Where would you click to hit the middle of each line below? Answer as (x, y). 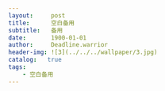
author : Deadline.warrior (58, 45)
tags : (17, 67)
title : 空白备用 (42, 23)
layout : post (37, 15)
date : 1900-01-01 (48, 38)
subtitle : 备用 (36, 30)
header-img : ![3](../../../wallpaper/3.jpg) (83, 52)
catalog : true (35, 60)
